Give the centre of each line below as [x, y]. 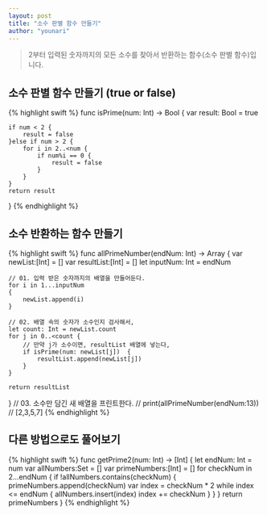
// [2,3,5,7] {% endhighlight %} [59, 412]
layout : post [30, 16]
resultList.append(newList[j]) [90, 359]
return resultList [39, 387]
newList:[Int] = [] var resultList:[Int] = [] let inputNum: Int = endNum [120, 262]
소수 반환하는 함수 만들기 [66, 234]
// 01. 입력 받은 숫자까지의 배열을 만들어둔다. [77, 278]
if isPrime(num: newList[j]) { [77, 352]
